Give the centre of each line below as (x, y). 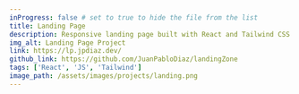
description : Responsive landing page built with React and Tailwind (142, 34)
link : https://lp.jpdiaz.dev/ (66, 51)
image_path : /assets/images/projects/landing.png (104, 76)
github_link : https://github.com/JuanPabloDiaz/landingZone (124, 59)
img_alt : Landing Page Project (68, 43)
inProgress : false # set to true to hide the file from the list (133, 17)
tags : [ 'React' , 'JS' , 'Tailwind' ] (76, 68)
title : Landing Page (48, 26)
